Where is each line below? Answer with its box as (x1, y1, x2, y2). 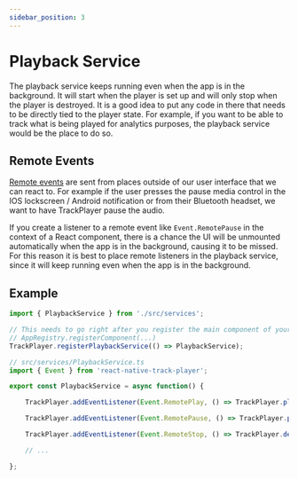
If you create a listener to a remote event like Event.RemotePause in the (9, 223, 264, 233)
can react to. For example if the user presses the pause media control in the (9, 186, 286, 197)
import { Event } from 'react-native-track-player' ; (9, 365, 208, 375)
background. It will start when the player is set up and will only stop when (9, 90, 278, 100)
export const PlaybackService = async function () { (9, 382, 204, 391)
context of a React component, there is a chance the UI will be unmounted (9, 232, 281, 242)
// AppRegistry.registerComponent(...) (9, 334, 157, 342)
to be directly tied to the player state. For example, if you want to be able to (9, 108, 284, 120)
